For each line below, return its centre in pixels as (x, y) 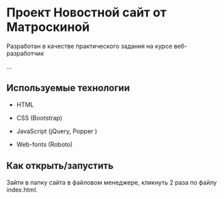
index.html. (22, 189)
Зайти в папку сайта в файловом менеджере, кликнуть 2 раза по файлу (112, 182)
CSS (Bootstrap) (39, 118)
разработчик (25, 53)
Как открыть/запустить (60, 166)
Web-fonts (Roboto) (45, 144)
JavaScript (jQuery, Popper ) (57, 131)
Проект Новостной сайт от (87, 13)
